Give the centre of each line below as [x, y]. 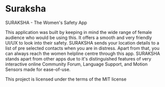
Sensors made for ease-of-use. [38, 69]
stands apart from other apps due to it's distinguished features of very [78, 58]
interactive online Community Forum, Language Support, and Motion [76, 64]
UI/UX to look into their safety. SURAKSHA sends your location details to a [82, 42]
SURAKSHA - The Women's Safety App [46, 22]
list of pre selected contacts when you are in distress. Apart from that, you [82, 48]
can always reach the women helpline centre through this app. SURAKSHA [83, 53]
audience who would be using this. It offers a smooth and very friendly [79, 37]
